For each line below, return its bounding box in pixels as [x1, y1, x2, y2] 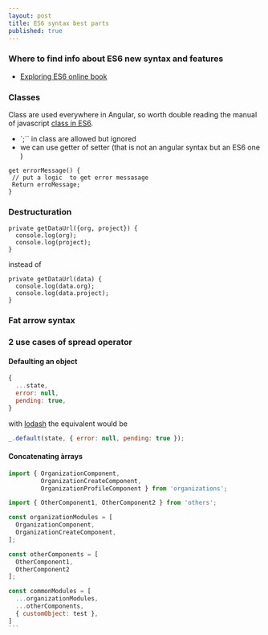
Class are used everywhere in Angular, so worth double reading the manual [8, 109, 258, 119]
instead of [8, 260, 42, 269]
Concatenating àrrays [8, 452, 83, 461]
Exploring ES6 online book [19, 72, 108, 81]
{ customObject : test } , [15, 609, 99, 617]
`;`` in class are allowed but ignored [19, 133, 136, 143]
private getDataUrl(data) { [8, 275, 103, 284]
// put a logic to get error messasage [11, 174, 149, 182]
